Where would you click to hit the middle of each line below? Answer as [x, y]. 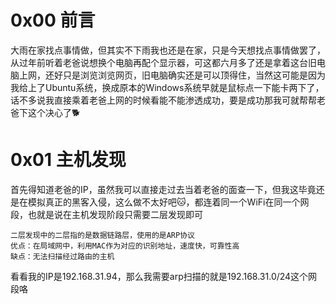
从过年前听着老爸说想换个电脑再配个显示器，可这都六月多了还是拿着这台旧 [163, 62]
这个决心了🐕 [54, 112]
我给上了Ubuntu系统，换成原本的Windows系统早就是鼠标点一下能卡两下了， [167, 87]
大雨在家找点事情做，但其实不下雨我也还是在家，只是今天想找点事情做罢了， [168, 50]
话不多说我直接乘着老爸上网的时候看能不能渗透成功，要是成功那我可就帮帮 [163, 100]
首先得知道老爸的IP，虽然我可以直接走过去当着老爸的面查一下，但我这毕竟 [163, 189]
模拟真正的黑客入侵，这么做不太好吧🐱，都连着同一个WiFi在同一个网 [168, 202]
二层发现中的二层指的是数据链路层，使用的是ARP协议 [102, 235]
